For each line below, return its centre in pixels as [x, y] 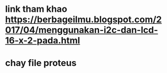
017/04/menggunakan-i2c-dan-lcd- [82, 30]
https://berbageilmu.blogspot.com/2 [83, 19]
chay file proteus [41, 63]
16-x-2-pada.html [43, 41]
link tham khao [36, 9]
